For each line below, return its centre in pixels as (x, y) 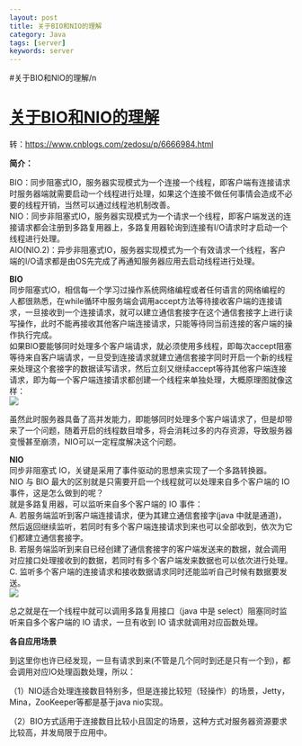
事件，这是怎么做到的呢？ (57, 493)
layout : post (34, 18)
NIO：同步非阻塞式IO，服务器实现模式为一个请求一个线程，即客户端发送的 (147, 216)
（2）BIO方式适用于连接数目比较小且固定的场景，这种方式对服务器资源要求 (148, 722)
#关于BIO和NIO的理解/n (53, 78)
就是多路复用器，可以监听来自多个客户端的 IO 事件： (107, 504)
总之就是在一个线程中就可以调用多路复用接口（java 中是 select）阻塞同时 (145, 611)
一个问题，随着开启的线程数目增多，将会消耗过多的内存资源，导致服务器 (159, 431)
